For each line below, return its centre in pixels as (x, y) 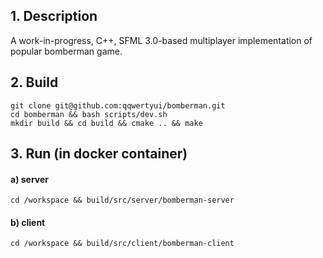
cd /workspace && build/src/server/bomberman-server (122, 200)
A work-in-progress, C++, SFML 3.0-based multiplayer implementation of (161, 40)
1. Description (54, 16)
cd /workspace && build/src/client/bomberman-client (122, 244)
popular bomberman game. (66, 51)
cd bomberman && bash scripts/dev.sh (89, 114)
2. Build (34, 82)
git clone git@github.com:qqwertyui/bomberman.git (118, 105)
